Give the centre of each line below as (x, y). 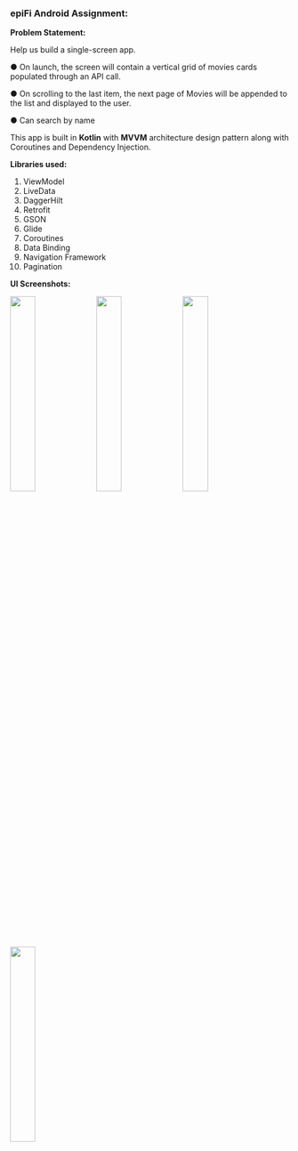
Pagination (43, 267)
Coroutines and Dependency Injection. (81, 147)
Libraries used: (39, 165)
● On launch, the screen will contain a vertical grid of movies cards (133, 67)
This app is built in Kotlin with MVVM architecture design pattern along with (150, 138)
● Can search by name (53, 121)
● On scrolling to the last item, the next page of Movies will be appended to (149, 94)
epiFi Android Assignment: (69, 13)
